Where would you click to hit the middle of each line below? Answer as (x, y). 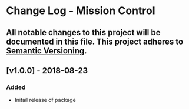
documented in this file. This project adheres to (95, 41)
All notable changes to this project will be (83, 33)
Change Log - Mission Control (81, 11)
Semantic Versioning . (47, 51)
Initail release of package (45, 100)
